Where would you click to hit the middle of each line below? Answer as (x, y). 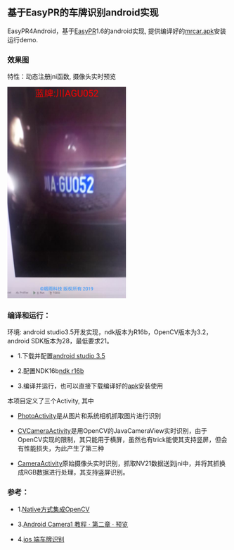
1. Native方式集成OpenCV (53, 509)
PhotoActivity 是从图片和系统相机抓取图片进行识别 (89, 416)
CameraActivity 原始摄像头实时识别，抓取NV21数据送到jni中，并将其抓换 (122, 463)
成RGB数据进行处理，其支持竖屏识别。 (73, 472)
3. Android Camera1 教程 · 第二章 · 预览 (73, 524)
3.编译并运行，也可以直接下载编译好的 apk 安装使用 (90, 386)
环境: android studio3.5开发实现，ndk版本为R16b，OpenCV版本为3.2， (110, 332)
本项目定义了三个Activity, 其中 (51, 401)
